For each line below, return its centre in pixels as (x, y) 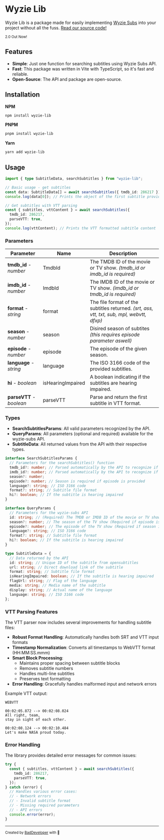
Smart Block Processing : (38, 658)
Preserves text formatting (45, 679)
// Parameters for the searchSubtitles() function (62, 463)
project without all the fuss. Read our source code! (56, 27)
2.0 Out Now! (16, 37)
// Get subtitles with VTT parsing (41, 205)
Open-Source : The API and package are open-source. (67, 79)
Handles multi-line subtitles (47, 673)
